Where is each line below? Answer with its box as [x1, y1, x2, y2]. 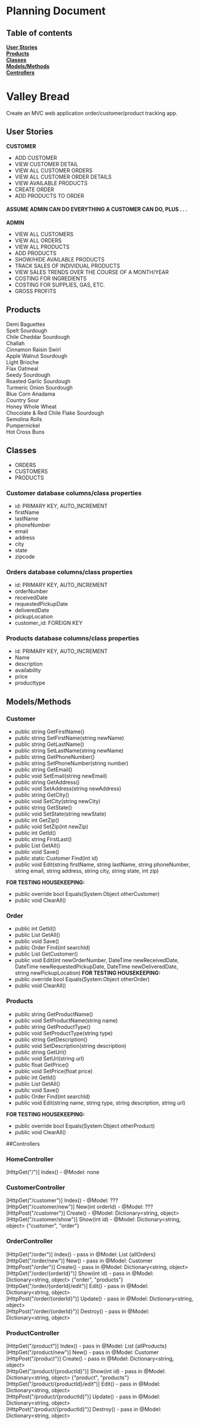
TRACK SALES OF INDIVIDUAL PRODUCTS [14, 262, 121, 269]
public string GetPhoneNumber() [14, 754, 95, 761]
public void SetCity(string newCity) [14, 798, 101, 805]
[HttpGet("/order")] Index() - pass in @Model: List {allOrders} [6, 1250, 156, 1258]
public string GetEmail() [14, 766, 73, 773]
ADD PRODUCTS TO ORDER [14, 192, 84, 199]
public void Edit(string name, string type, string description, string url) [14, 1099, 186, 1106]
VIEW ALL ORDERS [14, 237, 62, 244]
